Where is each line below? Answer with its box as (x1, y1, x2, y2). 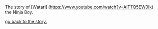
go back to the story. (5, 19, 47, 24)
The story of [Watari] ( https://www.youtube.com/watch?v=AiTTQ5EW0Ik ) (5, 4, 154, 10)
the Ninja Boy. (5, 9, 33, 15)
